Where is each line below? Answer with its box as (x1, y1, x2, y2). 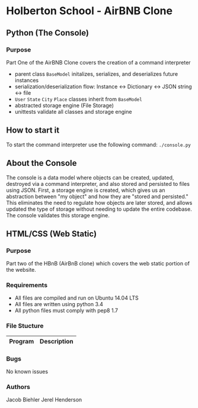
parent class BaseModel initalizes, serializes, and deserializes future (14, 70, 178, 78)
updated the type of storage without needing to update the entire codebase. (6, 205, 192, 213)
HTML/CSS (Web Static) (6, 229, 97, 239)
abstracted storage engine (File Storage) (14, 102, 114, 109)
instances (14, 76, 39, 83)
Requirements (6, 281, 48, 290)
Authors (6, 383, 31, 391)
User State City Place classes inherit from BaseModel (14, 95, 142, 102)
